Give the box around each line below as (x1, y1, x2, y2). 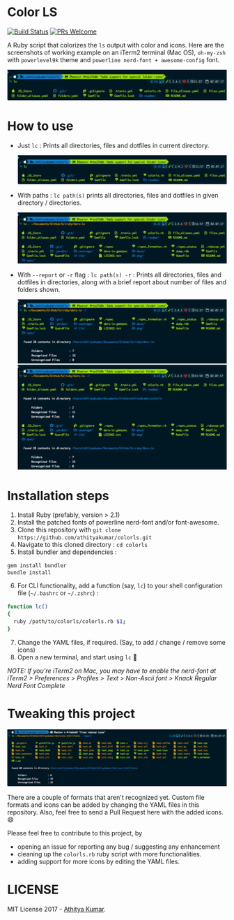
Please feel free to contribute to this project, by (7, 829, 143, 838)
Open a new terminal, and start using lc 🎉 (17, 652, 137, 661)
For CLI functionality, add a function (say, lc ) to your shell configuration (17, 581, 223, 590)
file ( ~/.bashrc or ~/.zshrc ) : (17, 589, 99, 597)
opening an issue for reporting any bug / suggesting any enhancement (17, 842, 221, 851)
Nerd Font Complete (7, 681, 65, 689)
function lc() (7, 604, 49, 611)
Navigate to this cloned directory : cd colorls (17, 541, 148, 549)
